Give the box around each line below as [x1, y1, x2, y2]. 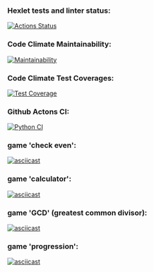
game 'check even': [7, 141, 76, 150]
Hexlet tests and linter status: [7, 6, 111, 16]
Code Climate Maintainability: [7, 40, 112, 49]
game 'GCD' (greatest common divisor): [7, 208, 148, 218]
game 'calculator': [7, 174, 72, 184]
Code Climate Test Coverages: [7, 73, 114, 83]
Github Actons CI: [7, 107, 70, 117]
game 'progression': [7, 242, 79, 251]
